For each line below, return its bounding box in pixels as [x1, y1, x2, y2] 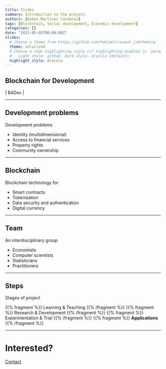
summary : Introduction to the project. [5, 12, 87, 17]
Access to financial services [12, 137, 70, 143]
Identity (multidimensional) [12, 131, 67, 137]
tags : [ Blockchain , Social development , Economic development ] [5, 21, 138, 26]
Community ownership [12, 147, 59, 153]
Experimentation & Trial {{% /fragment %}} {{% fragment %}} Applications [5, 315, 158, 321]
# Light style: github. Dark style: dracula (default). [9, 53, 132, 59]
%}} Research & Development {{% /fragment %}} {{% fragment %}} [5, 310, 144, 316]
